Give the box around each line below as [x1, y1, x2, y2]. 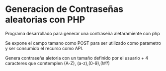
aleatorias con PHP [5, 14, 85, 25]
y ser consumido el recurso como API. [5, 45, 83, 51]
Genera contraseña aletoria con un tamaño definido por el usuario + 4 [5, 55, 149, 61]
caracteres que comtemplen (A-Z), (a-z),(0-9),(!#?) [5, 60, 110, 66]
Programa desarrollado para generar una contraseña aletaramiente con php [5, 30, 160, 36]
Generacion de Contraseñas [5, 3, 123, 15]
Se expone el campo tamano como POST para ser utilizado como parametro [5, 40, 162, 46]
